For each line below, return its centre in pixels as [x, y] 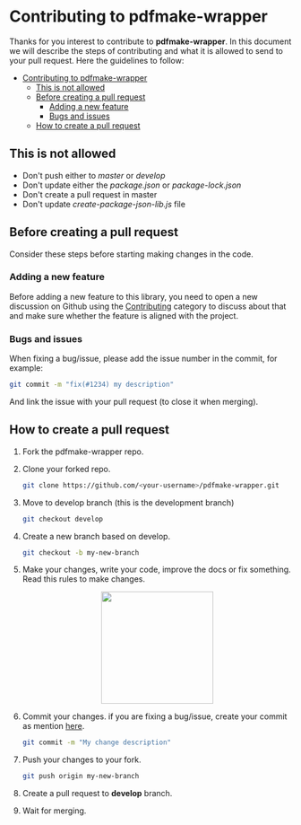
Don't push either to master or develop [94, 175]
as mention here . [53, 726]
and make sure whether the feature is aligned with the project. [124, 315]
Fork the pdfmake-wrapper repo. [83, 452]
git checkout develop [62, 519]
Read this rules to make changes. [84, 579]
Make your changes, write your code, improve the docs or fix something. [156, 570]
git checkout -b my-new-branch [81, 553]
